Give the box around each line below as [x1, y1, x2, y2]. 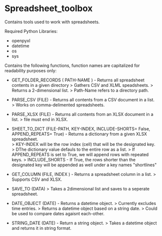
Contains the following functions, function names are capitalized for [4, 63, 140, 68]
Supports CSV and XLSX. [11, 176, 63, 182]
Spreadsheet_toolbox [4, 3, 93, 14]
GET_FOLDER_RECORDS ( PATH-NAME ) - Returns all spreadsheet [11, 77, 145, 83]
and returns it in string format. [11, 225, 72, 231]
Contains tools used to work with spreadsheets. [4, 19, 100, 25]
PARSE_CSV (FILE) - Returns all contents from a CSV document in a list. [11, 96, 155, 102]
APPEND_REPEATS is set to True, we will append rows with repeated [11, 151, 149, 157]
